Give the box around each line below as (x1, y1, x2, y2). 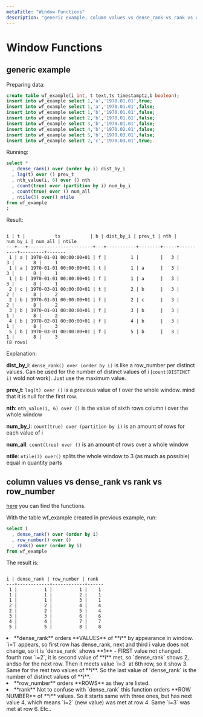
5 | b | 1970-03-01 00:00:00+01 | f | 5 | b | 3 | (8, 328, 180, 335)
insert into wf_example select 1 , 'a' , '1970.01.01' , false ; (6, 104, 155, 110)
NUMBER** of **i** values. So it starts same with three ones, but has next (6, 692, 192, 700)
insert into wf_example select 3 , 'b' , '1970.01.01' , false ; (6, 121, 155, 127)
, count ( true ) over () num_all (11, 188, 91, 195)
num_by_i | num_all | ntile (6, 239, 77, 245)
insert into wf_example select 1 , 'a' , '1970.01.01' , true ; (6, 98, 153, 104)
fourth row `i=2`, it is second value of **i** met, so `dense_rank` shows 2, (6, 654, 189, 661)
